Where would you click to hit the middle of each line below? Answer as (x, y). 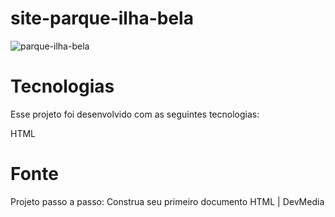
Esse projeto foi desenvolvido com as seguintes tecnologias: (135, 114)
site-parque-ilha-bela (102, 18)
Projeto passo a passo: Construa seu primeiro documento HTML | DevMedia (167, 201)
